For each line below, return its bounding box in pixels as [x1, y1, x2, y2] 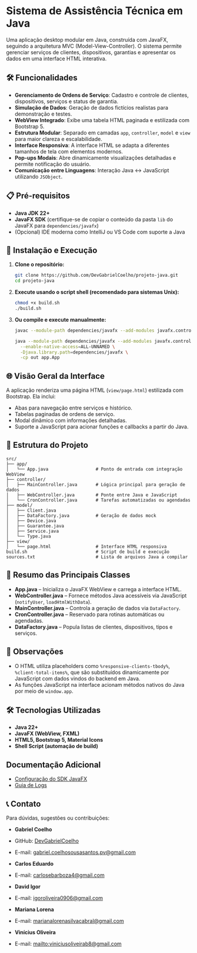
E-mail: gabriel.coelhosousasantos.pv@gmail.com [14, 849, 136, 856]
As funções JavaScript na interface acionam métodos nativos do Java [14, 681, 185, 688]
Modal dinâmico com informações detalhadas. [14, 417, 128, 424]
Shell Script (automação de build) [14, 742, 99, 750]
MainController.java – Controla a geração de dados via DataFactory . [14, 604, 181, 611]
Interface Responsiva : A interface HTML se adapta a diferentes [14, 142, 169, 149]
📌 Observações [6, 647, 64, 657]
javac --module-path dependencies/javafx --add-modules [14, 328, 155, 333]
